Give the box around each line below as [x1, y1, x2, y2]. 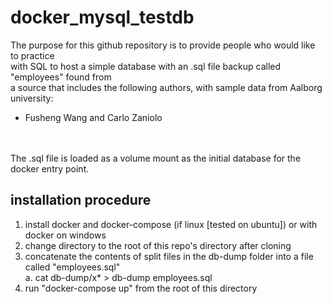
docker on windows [24, 229, 107, 241]
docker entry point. [10, 162, 90, 175]
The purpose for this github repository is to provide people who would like [10, 39, 316, 51]
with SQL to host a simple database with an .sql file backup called [10, 60, 282, 72]
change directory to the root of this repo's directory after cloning [24, 239, 292, 251]
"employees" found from [10, 71, 112, 83]
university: [10, 92, 54, 104]
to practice [10, 49, 55, 61]
